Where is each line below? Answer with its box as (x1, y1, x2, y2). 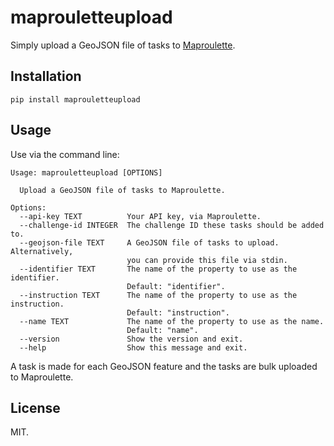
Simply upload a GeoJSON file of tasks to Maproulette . (10, 39, 236, 51)
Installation (10, 68, 82, 85)
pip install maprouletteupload (10, 94, 141, 105)
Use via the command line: (10, 148, 120, 160)
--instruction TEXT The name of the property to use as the (19, 290, 298, 300)
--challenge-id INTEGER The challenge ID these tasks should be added (19, 220, 325, 230)
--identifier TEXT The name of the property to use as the (19, 264, 298, 274)
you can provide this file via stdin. (126, 255, 288, 265)
